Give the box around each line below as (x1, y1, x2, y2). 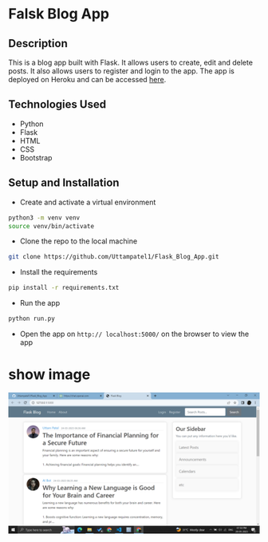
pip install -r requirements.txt (8, 284, 120, 292)
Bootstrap (19, 152, 53, 162)
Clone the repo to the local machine (19, 236, 138, 246)
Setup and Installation (8, 176, 120, 190)
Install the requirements (19, 267, 98, 277)
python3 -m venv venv (8, 213, 81, 222)
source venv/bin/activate (8, 222, 94, 230)
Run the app (19, 299, 61, 308)
